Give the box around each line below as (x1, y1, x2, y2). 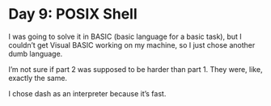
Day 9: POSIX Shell (8, 5, 138, 23)
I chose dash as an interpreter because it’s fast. (8, 88, 167, 98)
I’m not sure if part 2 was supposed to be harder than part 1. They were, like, (8, 64, 263, 74)
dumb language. (8, 49, 63, 58)
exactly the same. (8, 73, 67, 83)
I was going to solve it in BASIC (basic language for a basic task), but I (8, 32, 243, 41)
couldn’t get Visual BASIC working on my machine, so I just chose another (8, 40, 256, 49)
